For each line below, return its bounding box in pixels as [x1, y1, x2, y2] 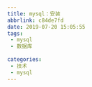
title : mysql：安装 [7, 10, 61, 18]
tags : [7, 29, 23, 37]
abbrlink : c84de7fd [7, 17, 64, 24]
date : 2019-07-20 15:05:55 [7, 23, 86, 30]
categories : [7, 56, 42, 63]
